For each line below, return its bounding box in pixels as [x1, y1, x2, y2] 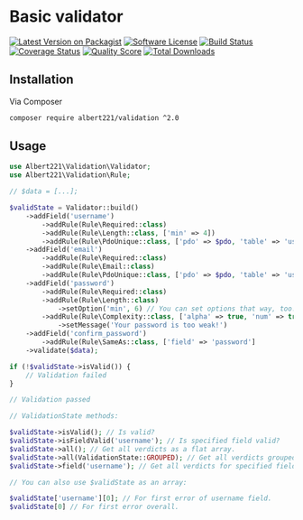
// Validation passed [9, 395, 91, 404]
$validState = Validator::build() [9, 203, 140, 213]
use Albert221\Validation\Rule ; [9, 171, 131, 180]
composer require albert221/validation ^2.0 [9, 113, 179, 123]
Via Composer [9, 96, 63, 107]
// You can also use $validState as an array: [9, 478, 188, 487]
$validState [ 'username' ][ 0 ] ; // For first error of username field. [9, 494, 272, 503]
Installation [9, 72, 74, 88]
